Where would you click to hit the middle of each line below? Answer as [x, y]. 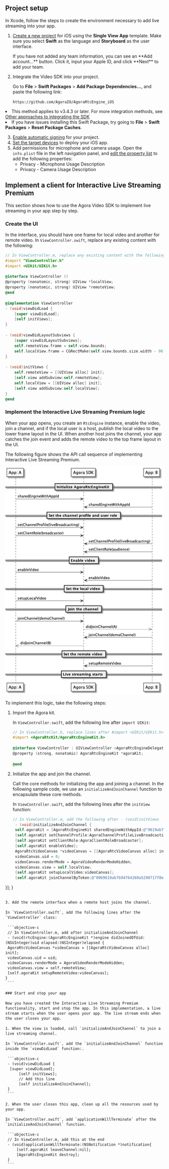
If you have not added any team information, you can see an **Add [82, 56]
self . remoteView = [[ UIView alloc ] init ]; [59, 373]
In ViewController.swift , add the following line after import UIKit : [81, 722]
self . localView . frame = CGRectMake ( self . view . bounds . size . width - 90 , [90, 351]
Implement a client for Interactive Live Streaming [83, 185]
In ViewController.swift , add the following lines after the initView [81, 804]
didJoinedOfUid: [128, 938]
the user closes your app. [33, 1019]
